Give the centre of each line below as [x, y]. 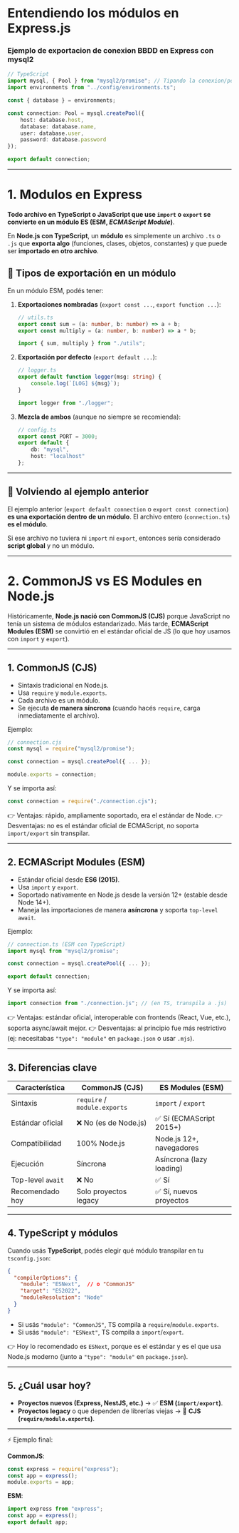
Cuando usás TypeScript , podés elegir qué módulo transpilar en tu [106, 1251]
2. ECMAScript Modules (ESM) [76, 862]
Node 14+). [34, 902]
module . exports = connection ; [52, 775]
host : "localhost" [58, 457]
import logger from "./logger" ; [65, 403]
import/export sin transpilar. [49, 833]
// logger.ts [37, 370]
